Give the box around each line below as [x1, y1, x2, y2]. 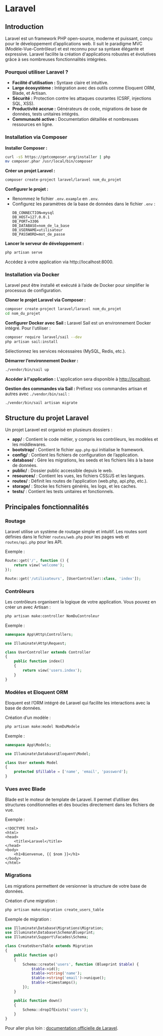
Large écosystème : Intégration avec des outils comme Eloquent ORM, [12, 85, 156, 91]
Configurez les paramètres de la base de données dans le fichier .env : [12, 201, 156, 207]
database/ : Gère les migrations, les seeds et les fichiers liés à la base [12, 457, 154, 463]
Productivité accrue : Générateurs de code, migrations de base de [12, 106, 147, 112]
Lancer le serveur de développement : [5, 241, 84, 246]
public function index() [14, 659, 65, 664]
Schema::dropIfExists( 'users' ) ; [23, 1007, 89, 1012]
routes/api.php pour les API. [5, 539, 63, 545]
